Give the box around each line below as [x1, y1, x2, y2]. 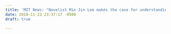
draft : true [5, 16, 31, 21]
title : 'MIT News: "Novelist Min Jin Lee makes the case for [5, 7, 138, 12]
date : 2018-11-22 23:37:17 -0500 [5, 12, 76, 17]
